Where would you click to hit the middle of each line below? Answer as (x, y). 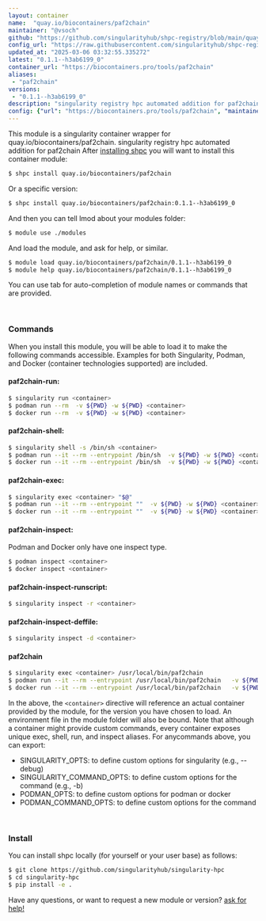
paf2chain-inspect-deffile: (53, 622)
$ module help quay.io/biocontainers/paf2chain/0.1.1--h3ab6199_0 (120, 270)
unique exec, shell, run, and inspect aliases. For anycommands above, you (129, 736)
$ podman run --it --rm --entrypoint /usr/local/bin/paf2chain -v (123, 681)
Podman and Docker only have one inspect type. (88, 547)
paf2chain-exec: (36, 480)
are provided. (30, 293)
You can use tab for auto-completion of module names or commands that (128, 285)
